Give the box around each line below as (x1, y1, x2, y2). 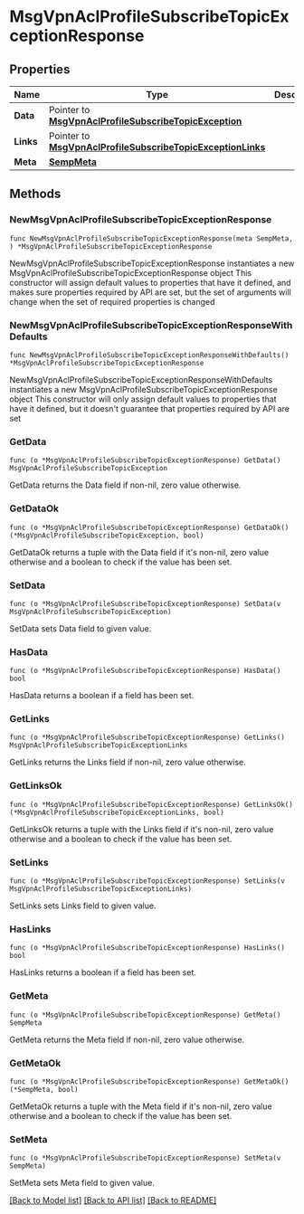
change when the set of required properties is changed (9, 296, 215, 307)
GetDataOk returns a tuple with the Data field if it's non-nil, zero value (9, 546, 270, 557)
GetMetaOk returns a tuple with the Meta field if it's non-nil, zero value (9, 1101, 273, 1112)
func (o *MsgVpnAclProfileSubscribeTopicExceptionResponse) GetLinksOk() (9, 800, 294, 809)
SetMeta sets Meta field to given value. (9, 1178, 156, 1189)
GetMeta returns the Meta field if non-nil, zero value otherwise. (9, 1034, 245, 1045)
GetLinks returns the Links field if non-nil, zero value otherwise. (9, 757, 246, 768)
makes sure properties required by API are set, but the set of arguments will (9, 287, 291, 298)
